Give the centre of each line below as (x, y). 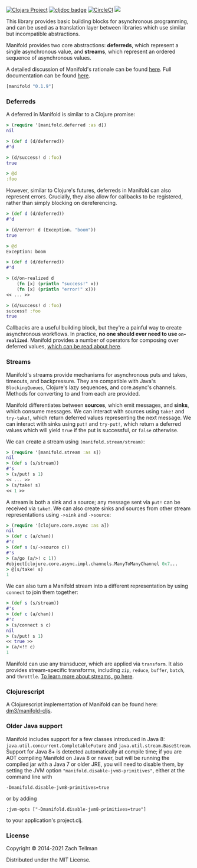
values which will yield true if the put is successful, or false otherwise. (92, 430)
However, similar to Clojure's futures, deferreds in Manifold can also (88, 190)
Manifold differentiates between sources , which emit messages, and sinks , (98, 405)
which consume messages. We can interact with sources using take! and (95, 411)
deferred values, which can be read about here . (64, 347)
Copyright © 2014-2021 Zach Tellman (52, 848)
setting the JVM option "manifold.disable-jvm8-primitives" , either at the (96, 770)
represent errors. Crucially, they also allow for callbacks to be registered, (94, 197)
